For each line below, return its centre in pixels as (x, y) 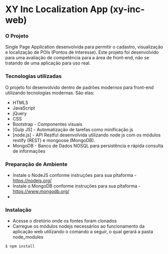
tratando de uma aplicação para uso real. (48, 63)
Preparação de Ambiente (37, 164)
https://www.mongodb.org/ (41, 192)
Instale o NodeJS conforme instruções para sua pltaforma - (74, 175)
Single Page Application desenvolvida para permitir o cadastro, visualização (84, 47)
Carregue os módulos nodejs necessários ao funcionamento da (78, 226)
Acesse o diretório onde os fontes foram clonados (65, 221)
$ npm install (20, 246)
